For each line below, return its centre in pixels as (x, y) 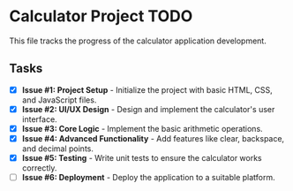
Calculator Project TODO (101, 16)
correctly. (39, 168)
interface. (39, 119)
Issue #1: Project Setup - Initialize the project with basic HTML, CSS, (147, 89)
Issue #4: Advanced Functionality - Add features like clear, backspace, (153, 138)
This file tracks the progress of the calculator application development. (138, 41)
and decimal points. (58, 149)
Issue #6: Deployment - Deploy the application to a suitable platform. (148, 178)
